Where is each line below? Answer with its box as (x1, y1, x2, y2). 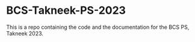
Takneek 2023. (6, 29, 44, 37)
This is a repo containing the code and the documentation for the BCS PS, (6, 23, 190, 31)
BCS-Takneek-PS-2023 (6, 4, 126, 17)
